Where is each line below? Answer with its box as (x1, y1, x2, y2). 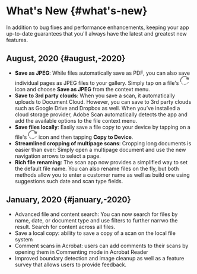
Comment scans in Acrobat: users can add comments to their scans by (14, 242, 189, 249)
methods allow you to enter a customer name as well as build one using (14, 171, 190, 179)
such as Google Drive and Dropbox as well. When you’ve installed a (14, 104, 180, 111)
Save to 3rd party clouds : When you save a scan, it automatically (14, 92, 175, 99)
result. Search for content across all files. (14, 223, 116, 230)
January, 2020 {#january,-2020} (6, 195, 132, 205)
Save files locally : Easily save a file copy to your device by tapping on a (14, 123, 191, 130)
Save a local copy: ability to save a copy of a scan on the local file (14, 230, 176, 237)
